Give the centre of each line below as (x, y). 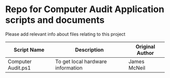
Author (145, 53)
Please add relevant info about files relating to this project (65, 34)
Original (145, 47)
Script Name (29, 50)
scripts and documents (55, 20)
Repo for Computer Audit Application (85, 9)
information (69, 68)
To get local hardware (81, 61)
